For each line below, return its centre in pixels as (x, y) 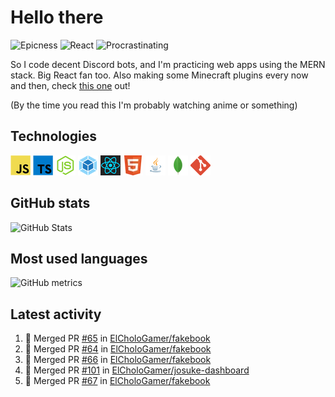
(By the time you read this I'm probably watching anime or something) (154, 105)
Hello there (57, 17)
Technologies (54, 136)
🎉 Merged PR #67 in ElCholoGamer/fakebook (117, 381)
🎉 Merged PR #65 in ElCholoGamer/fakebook (117, 338)
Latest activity (56, 314)
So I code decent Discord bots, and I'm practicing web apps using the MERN (168, 64)
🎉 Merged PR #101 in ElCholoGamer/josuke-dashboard (137, 370)
